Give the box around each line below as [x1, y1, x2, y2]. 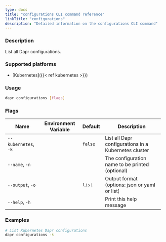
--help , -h [7, 199, 31, 205]
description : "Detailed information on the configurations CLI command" [5, 21, 158, 26]
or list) [105, 188, 120, 195]
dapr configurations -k [5, 233, 54, 238]
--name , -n [7, 161, 31, 168]
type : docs [5, 7, 28, 12]
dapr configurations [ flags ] [5, 96, 65, 101]
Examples [5, 217, 30, 224]
